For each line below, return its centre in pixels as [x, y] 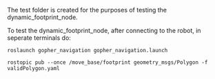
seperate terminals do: [39, 38]
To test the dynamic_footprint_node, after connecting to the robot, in [104, 31]
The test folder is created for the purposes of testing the [87, 10]
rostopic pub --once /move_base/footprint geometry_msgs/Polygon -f [107, 63]
